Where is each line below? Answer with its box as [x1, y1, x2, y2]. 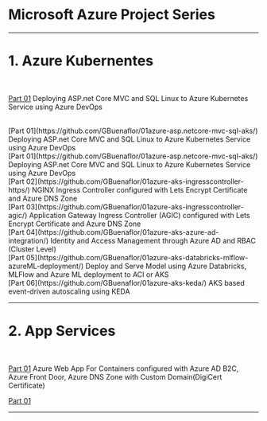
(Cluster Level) [8, 244, 57, 254]
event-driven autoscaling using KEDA [8, 287, 130, 296]
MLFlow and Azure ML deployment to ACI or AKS [8, 269, 169, 279]
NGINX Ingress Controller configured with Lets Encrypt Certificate [31, 185, 248, 194]
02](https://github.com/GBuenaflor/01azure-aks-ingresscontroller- [25, 177, 244, 186]
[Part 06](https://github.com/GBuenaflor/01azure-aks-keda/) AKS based [8, 278, 245, 287]
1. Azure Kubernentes [8, 52, 154, 70]
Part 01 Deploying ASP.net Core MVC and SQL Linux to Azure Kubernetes [8, 93, 249, 103]
